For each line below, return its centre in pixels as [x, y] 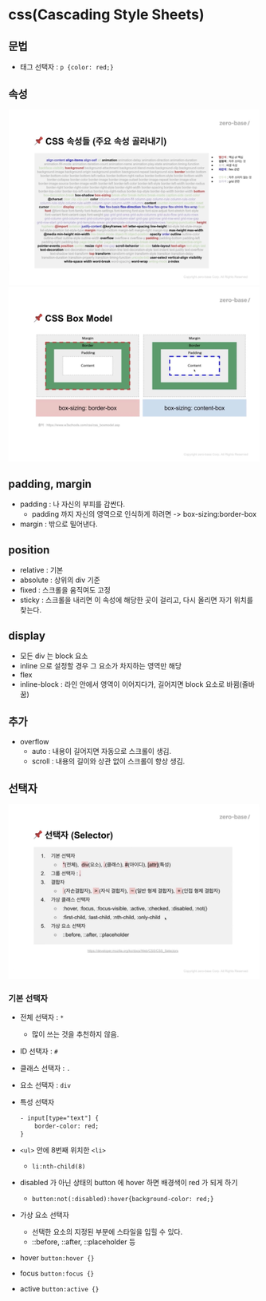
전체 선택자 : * [42, 1017]
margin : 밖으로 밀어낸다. [59, 524]
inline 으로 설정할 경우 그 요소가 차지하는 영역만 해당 [100, 666]
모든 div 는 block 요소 [54, 656]
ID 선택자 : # [39, 1051]
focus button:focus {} [57, 1273]
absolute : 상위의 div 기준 [60, 580]
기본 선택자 [28, 998]
